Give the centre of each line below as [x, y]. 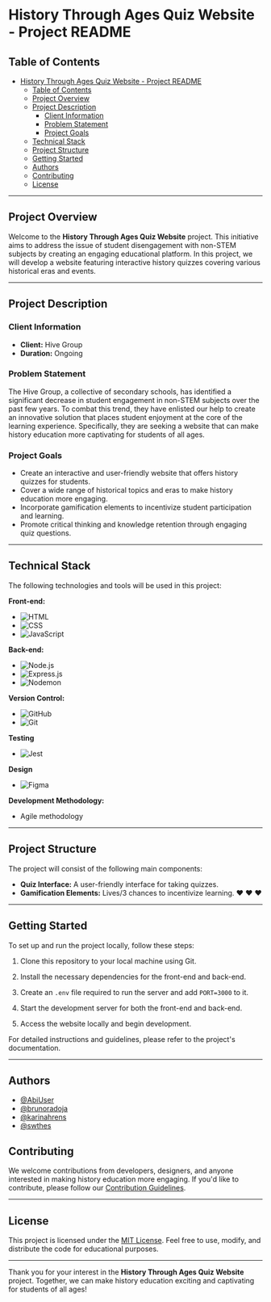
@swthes [35, 1126]
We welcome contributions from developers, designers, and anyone [121, 1171]
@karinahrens [43, 1117]
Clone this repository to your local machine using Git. [108, 961]
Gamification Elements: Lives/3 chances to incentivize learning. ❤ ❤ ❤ [141, 892]
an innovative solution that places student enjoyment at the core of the [126, 417]
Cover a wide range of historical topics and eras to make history [127, 490]
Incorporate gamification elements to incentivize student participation [135, 507]
